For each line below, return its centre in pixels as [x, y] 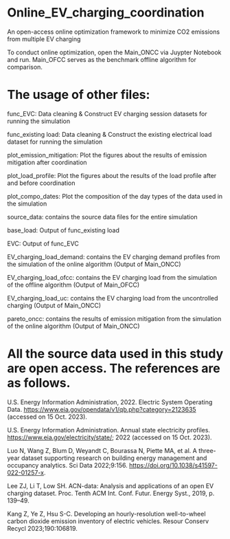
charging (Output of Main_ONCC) [54, 305]
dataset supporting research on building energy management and [114, 458]
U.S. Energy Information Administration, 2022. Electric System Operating [110, 402]
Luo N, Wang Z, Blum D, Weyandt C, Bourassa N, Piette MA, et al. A [102, 450]
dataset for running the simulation [55, 142]
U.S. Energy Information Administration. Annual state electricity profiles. [109, 430]
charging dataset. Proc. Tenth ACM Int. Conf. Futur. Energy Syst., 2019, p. [111, 493]
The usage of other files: [79, 95]
